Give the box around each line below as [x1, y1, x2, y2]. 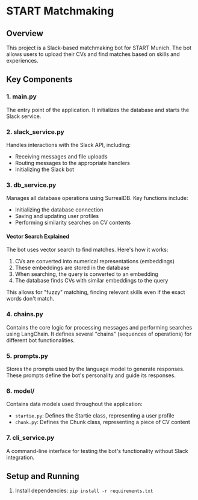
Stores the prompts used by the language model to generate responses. [6, 366, 185, 373]
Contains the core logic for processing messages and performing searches [6, 323, 193, 331]
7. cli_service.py [6, 434, 55, 442]
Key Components [6, 74, 73, 85]
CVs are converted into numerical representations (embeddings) [14, 258, 175, 265]
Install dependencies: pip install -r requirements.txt [14, 487, 153, 495]
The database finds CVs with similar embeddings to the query [14, 277, 169, 284]
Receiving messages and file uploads [14, 152, 108, 160]
